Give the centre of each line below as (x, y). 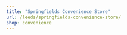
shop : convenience (29, 23)
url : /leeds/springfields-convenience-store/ (63, 17)
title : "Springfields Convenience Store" (58, 12)
